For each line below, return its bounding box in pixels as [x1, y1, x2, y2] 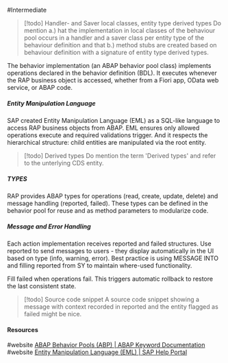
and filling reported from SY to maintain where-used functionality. [7, 261, 192, 270]
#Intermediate [7, 6, 47, 14]
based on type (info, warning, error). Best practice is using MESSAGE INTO [7, 254, 219, 262]
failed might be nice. [23, 309, 82, 318]
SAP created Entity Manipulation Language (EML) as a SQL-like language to [7, 116, 220, 124]
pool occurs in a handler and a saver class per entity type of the [23, 34, 205, 42]
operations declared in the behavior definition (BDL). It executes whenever [7, 69, 218, 77]
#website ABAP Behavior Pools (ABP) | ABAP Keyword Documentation [7, 341, 205, 349]
